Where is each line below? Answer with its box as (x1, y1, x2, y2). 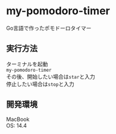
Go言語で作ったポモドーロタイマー (6, 24, 92, 31)
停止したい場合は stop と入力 (6, 80, 74, 87)
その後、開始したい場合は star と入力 (6, 73, 95, 80)
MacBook (6, 116, 30, 123)
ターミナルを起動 (6, 60, 48, 68)
